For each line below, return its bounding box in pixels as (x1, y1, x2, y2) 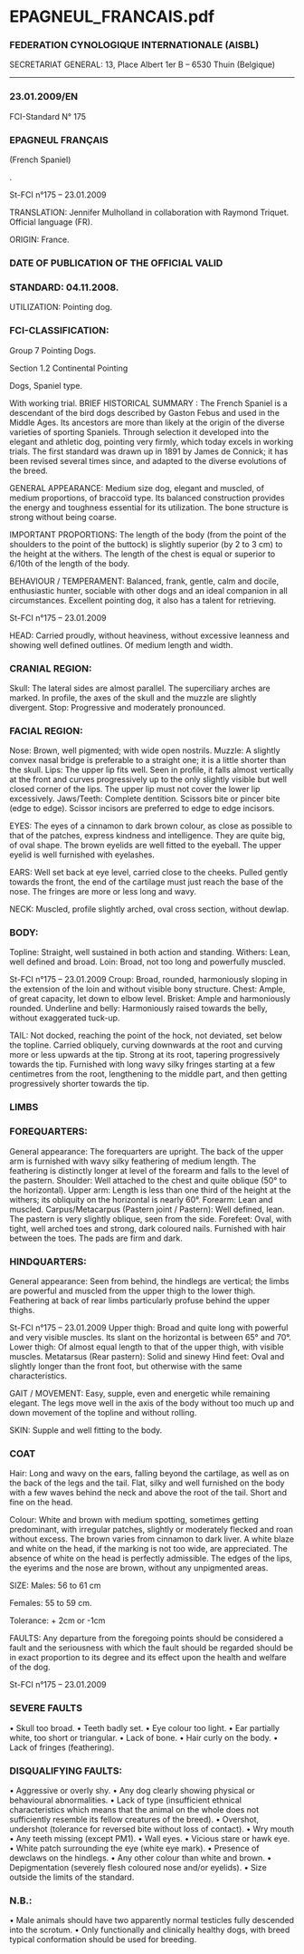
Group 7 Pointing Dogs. (9, 344, 97, 355)
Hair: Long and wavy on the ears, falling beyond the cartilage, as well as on (9, 1468, 290, 1479)
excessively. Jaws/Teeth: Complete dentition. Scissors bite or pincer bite (9, 793, 280, 804)
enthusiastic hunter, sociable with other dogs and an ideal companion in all (9, 585, 288, 595)
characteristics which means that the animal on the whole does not (9, 1804, 260, 1814)
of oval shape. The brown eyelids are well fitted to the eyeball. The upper (9, 840, 282, 851)
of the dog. (9, 1661, 52, 1673)
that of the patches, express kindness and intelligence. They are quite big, (9, 830, 286, 841)
